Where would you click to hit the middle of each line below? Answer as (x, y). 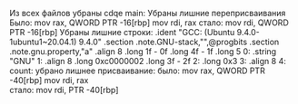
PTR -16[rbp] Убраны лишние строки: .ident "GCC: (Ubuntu (122, 32)
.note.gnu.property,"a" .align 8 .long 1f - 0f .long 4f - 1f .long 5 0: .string (143, 52)
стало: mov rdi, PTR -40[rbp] (64, 90)
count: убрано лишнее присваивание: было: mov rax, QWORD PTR (137, 71)
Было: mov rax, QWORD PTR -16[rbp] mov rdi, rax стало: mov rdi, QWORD (149, 23)
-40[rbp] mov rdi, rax (49, 80)
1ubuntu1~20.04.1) (43, 42)
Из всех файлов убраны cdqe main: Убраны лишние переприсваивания (148, 13)
